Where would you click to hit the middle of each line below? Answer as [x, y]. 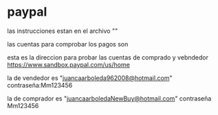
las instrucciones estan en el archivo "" [63, 31]
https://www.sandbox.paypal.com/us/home [69, 64]
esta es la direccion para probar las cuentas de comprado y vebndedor [108, 57]
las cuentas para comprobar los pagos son [68, 44]
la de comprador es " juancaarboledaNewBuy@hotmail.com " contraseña [109, 98]
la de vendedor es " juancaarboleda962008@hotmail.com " [90, 78]
